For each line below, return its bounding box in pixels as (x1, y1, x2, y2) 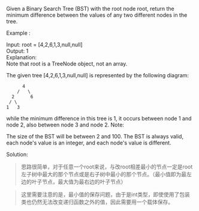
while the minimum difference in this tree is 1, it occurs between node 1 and (6, 115, 192, 122)
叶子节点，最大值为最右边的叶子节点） (31, 178, 126, 185)
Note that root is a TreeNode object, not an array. (6, 60, 128, 67)
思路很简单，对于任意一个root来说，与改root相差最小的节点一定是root (20, 163, 193, 170)
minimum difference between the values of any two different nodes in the (6, 11, 188, 19)
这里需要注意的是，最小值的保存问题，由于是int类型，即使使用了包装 (20, 191, 191, 198)
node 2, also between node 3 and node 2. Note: (6, 121, 125, 128)
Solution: (6, 151, 28, 158)
